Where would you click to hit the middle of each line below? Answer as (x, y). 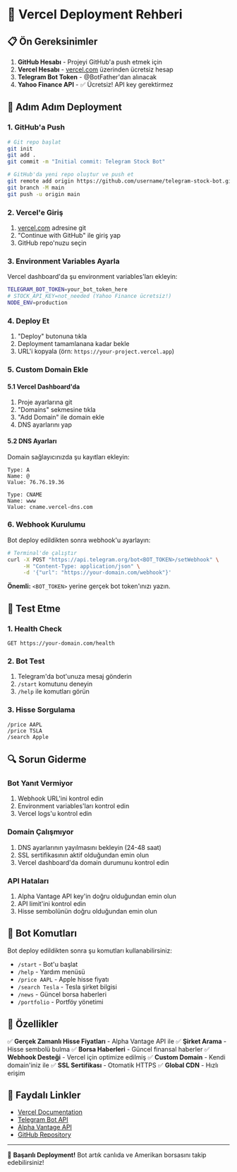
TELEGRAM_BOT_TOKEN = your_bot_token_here (68, 289)
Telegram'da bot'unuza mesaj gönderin (74, 677)
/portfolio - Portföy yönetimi (60, 1001)
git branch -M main (36, 188)
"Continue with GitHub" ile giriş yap (69, 235)
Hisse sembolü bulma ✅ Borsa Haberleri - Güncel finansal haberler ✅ (109, 1049)
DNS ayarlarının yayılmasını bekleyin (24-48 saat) (90, 847)
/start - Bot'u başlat (48, 964)
